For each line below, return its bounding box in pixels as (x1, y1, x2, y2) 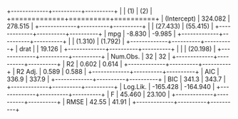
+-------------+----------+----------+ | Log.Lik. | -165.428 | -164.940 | (6, 83, 215, 90)
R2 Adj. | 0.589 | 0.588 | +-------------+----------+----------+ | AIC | (16, 68, 219, 76)
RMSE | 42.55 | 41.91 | (66, 98, 131, 106)
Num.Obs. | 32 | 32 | (110, 52, 170, 61)
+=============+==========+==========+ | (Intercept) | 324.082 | (6, 14, 230, 23)
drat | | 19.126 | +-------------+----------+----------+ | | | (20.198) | (19, 45, 216, 53)
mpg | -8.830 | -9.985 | (108, 29, 176, 38)
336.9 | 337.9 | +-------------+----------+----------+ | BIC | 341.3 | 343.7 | (6, 75, 226, 83)
